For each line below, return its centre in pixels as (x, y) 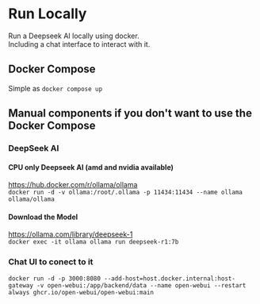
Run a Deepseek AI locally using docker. (74, 36)
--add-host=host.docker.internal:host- (170, 279)
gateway (21, 285)
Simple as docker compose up (55, 88)
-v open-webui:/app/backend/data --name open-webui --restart (141, 285)
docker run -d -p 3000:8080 (55, 279)
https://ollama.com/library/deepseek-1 (71, 234)
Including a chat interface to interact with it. (79, 44)
